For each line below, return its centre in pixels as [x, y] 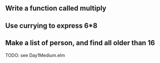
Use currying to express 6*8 [51, 26]
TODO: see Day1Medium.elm [35, 55]
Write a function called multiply [56, 8]
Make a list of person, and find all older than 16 [80, 43]
